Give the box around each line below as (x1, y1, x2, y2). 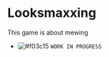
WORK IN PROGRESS (50, 43, 102, 50)
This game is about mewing (7, 28, 89, 37)
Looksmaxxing (7, 5, 97, 21)
